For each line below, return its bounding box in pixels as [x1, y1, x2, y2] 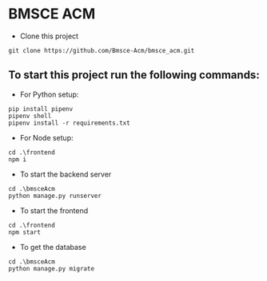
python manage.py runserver [8, 192, 102, 200]
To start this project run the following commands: [8, 69, 260, 82]
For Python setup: [19, 89, 79, 99]
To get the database [19, 242, 86, 251]
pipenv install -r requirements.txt [8, 119, 130, 127]
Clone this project [19, 31, 78, 41]
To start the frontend [19, 205, 89, 216]
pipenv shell [8, 112, 52, 120]
